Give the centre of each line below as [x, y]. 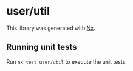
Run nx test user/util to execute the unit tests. [67, 61]
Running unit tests [42, 47]
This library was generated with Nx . [51, 28]
